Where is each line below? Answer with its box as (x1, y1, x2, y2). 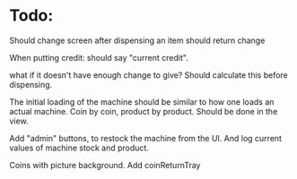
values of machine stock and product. (9, 142, 150, 153)
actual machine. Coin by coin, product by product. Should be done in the (9, 106, 278, 116)
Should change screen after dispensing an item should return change (9, 35, 266, 46)
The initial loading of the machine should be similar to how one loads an (9, 96, 275, 107)
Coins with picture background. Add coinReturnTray (9, 159, 201, 170)
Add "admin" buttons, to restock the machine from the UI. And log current (9, 132, 283, 143)
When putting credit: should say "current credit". (9, 52, 188, 63)
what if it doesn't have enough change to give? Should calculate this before (9, 69, 289, 81)
